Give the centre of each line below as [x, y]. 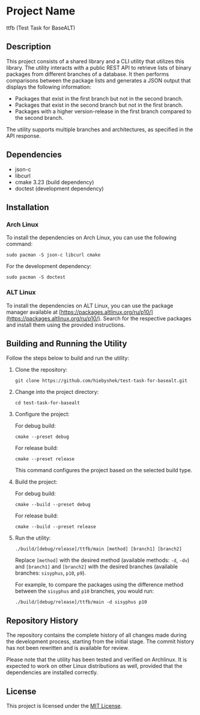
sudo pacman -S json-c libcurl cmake [53, 255]
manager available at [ [34, 312]
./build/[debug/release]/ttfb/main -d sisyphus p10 [81, 602]
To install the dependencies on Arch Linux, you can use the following [92, 238]
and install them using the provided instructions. [66, 325]
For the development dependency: [49, 266]
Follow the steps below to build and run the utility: [68, 358]
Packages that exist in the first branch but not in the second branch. [99, 98]
